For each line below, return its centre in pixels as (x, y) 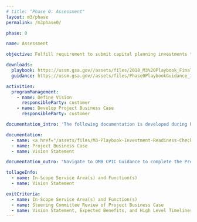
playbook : (23, 70)
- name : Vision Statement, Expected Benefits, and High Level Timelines (102, 210)
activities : (21, 86)
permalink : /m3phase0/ (34, 22)
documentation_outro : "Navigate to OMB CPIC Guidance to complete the (94, 162)
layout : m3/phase (27, 17)
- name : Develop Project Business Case (65, 108)
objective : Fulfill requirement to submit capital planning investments (97, 54)
